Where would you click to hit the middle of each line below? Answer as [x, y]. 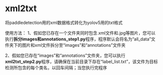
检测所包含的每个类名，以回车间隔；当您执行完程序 [56, 67]
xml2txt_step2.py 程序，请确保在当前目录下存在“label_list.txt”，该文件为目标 [81, 61]
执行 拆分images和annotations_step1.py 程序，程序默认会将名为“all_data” [78, 39]
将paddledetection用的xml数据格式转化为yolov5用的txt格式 [64, 22]
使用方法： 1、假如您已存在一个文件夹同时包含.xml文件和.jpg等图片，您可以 [80, 33]
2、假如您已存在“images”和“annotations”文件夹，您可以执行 [65, 55]
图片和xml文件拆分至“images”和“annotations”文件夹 [73, 45]
